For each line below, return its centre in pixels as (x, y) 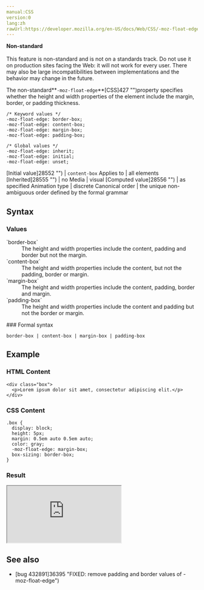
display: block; (32, 428)
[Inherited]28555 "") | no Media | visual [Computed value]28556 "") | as (96, 180)
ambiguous (20, 192)
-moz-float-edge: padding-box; (46, 135)
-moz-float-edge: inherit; (40, 151)
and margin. (36, 293)
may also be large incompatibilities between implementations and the (93, 72)
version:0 (19, 18)
